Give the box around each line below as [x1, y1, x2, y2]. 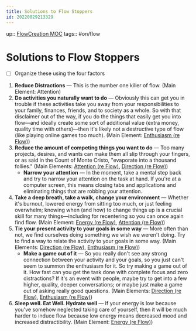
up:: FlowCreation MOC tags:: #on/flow [6, 30, 101, 37]
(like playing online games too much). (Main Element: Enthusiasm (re [14, 131, 180, 138]
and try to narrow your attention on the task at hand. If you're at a [23, 175, 181, 182]
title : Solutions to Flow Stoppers [6, 8, 93, 15]
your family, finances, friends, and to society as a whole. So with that [14, 107, 181, 114]
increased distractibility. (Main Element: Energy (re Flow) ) [14, 318, 153, 325]
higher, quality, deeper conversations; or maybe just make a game [23, 281, 183, 288]
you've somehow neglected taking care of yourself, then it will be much [14, 306, 187, 313]
